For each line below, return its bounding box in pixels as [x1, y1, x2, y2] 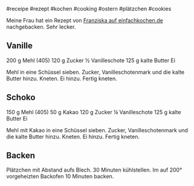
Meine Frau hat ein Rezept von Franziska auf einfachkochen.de [6, 17, 163, 24]
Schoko [6, 92, 36, 103]
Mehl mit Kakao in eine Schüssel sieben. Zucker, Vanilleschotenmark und [6, 126, 189, 133]
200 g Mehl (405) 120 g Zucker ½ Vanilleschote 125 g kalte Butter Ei [6, 57, 175, 64]
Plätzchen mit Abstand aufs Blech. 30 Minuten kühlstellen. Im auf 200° [6, 166, 183, 174]
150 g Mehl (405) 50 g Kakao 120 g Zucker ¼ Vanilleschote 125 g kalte [6, 108, 181, 115]
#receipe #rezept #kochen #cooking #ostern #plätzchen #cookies [6, 5, 172, 12]
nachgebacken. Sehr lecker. [6, 24, 76, 30]
